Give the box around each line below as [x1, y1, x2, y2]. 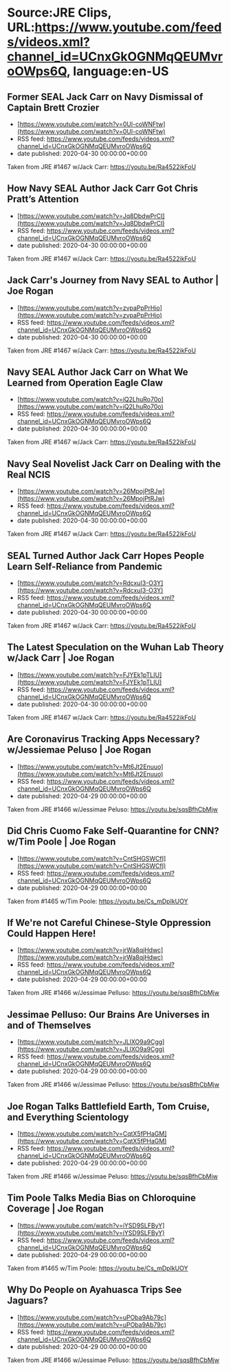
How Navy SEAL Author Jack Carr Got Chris [7, 183, 199, 195]
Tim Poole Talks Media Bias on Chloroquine [7, 1192, 196, 1204]
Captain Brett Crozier [7, 101, 100, 113]
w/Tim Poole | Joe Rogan [7, 836, 116, 848]
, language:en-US [66, 63, 169, 79]
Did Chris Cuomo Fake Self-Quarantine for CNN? [7, 825, 219, 837]
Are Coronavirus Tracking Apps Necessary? [7, 733, 201, 745]
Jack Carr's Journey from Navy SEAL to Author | [7, 275, 219, 286]
